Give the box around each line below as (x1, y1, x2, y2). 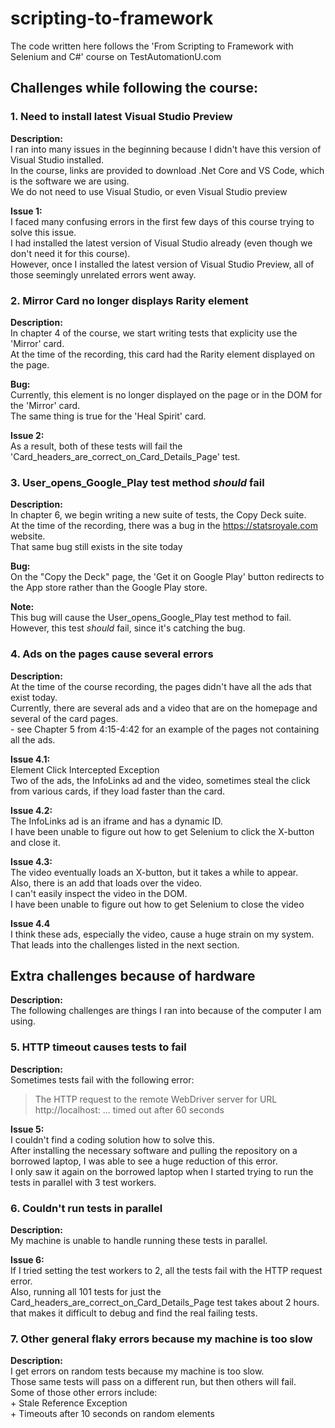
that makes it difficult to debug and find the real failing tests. (10, 1307, 258, 1319)
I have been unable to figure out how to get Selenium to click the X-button (10, 825, 315, 837)
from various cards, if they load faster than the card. (10, 785, 226, 797)
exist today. (10, 691, 58, 703)
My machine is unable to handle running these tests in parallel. (10, 1234, 268, 1246)
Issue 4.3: (10, 855, 53, 867)
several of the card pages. (10, 712, 119, 724)
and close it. (10, 836, 61, 848)
